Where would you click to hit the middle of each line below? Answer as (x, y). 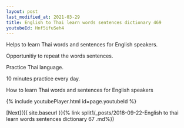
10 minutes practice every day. (43, 79)
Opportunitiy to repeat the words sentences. (60, 56)
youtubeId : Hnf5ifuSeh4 (35, 28)
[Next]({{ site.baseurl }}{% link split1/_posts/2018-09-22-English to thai (92, 113)
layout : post (22, 11)
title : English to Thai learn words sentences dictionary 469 (84, 22)
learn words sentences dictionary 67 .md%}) (60, 119)
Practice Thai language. (35, 68)
